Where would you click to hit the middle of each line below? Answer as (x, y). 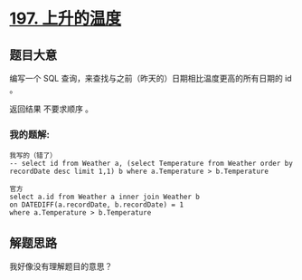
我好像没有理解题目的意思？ (61, 266)
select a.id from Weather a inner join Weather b (105, 197)
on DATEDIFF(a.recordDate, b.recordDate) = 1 (96, 205)
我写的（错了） (33, 156)
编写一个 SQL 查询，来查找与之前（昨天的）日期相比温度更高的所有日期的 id (151, 78)
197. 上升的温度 (66, 19)
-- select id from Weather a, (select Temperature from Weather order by (151, 164)
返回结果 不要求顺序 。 (51, 109)
